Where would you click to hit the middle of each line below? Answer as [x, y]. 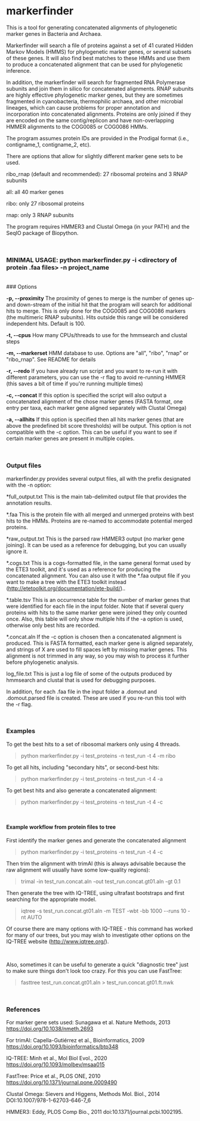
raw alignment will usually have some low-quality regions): [78, 870]
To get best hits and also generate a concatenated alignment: [81, 790]
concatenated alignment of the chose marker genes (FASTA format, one [95, 402]
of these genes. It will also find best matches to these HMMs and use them [98, 58]
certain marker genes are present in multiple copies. [70, 438]
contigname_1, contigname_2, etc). [49, 144]
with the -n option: [29, 485]
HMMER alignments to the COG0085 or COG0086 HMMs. [77, 126]
